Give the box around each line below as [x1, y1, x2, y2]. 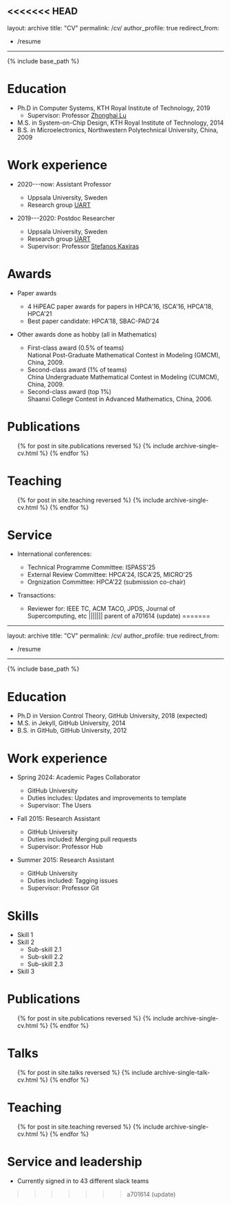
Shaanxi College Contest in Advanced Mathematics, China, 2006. [27, 395, 213, 403]
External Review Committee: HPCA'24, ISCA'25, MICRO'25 [27, 571, 192, 579]
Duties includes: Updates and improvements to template [27, 794, 187, 802]
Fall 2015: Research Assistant [16, 815, 100, 823]
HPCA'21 [27, 309, 52, 317]
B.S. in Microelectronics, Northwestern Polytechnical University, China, [16, 125, 219, 134]
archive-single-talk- [153, 1069, 210, 1077]
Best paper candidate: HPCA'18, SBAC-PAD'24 [27, 317, 159, 325]
